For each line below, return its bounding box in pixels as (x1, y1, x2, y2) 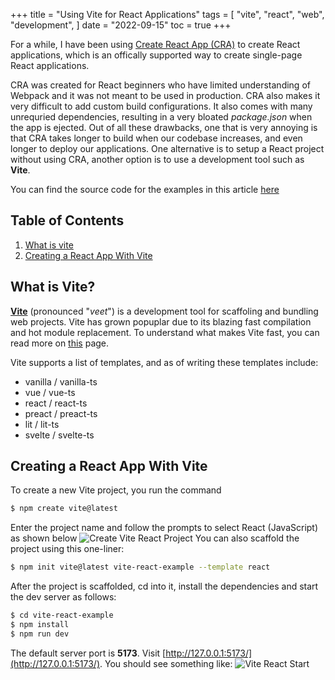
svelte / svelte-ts (24, 429, 95, 441)
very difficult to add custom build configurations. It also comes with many (10, 100, 313, 112)
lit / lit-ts (24, 418, 60, 430)
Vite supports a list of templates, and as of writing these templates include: (10, 356, 319, 368)
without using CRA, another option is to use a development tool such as (10, 154, 305, 165)
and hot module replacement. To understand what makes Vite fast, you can (10, 326, 320, 338)
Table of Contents (10, 212, 125, 229)
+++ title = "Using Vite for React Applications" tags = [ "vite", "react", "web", (10, 9, 325, 20)
